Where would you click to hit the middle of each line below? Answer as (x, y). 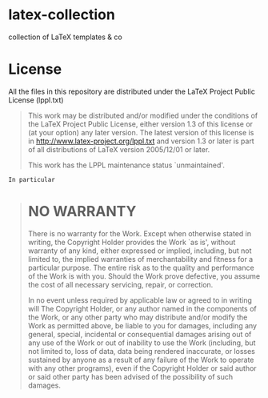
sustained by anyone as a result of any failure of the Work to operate (141, 360)
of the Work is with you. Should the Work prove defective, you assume (144, 276)
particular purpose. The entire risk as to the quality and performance (141, 267)
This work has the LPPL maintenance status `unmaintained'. (126, 165)
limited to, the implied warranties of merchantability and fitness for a (140, 259)
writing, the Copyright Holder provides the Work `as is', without (132, 242)
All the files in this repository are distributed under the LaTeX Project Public (132, 91)
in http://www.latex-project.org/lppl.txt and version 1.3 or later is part (141, 141)
